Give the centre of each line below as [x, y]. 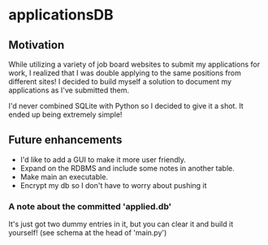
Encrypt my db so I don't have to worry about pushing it [113, 185]
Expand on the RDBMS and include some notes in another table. [128, 168]
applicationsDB [61, 15]
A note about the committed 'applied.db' [90, 206]
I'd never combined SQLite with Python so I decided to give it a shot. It [126, 106]
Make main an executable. [64, 177]
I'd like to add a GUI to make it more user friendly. [103, 159]
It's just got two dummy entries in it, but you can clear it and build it [121, 224]
